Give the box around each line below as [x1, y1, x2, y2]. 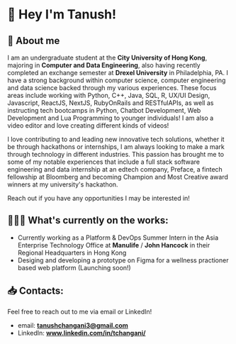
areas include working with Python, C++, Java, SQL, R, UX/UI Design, [7, 91, 210, 99]
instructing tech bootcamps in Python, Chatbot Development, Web [7, 106, 201, 114]
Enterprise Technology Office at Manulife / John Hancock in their [17, 240, 210, 249]
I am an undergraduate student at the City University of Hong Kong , [7, 53, 208, 62]
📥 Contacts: [7, 285, 64, 297]
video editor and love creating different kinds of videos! [7, 121, 169, 130]
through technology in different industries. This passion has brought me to [7, 150, 225, 158]
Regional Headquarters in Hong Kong [17, 248, 127, 257]
